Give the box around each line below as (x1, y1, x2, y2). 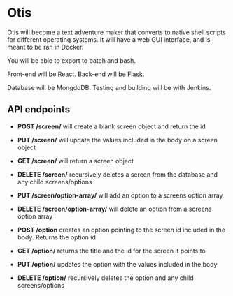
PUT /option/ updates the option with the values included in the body (17, 260, 218, 268)
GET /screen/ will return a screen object (17, 156, 134, 165)
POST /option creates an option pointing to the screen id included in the (17, 225, 226, 234)
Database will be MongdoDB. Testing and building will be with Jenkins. (7, 83, 211, 91)
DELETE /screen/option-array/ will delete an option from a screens (17, 205, 212, 213)
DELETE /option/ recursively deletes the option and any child (17, 274, 194, 282)
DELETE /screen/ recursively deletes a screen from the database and (17, 170, 218, 179)
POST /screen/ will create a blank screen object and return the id (17, 122, 206, 131)
